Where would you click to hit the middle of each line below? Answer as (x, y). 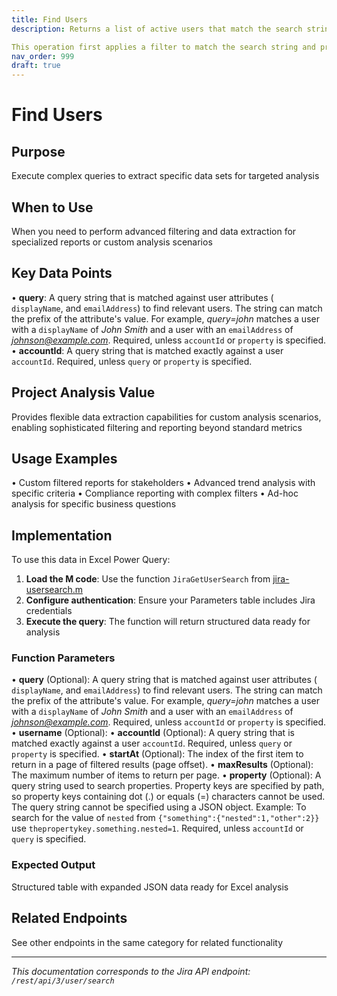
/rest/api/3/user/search (63, 981)
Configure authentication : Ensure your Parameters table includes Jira (170, 600)
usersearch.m (54, 590)
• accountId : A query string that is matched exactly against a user (147, 350)
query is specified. (49, 839)
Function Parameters (63, 658)
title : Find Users (49, 19)
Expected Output (53, 865)
